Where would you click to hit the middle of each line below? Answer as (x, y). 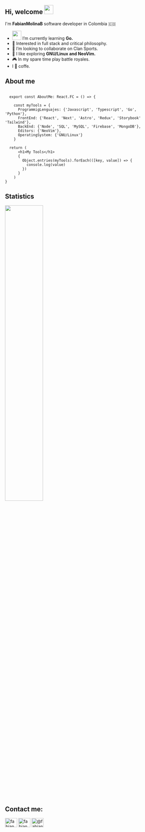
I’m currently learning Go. (48, 38)
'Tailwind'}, (18, 122)
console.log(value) (46, 165)
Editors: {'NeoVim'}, (40, 131)
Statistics (20, 197)
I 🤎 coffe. (21, 66)
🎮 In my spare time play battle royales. (51, 59)
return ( (18, 148)
